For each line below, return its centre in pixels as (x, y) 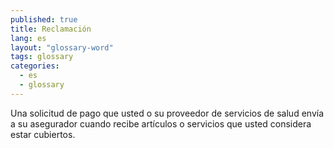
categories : (35, 66)
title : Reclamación (51, 29)
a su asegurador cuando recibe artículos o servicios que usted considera (161, 123)
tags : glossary (42, 57)
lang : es (28, 38)
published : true (44, 19)
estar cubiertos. (43, 134)
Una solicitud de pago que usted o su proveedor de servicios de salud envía (167, 113)
